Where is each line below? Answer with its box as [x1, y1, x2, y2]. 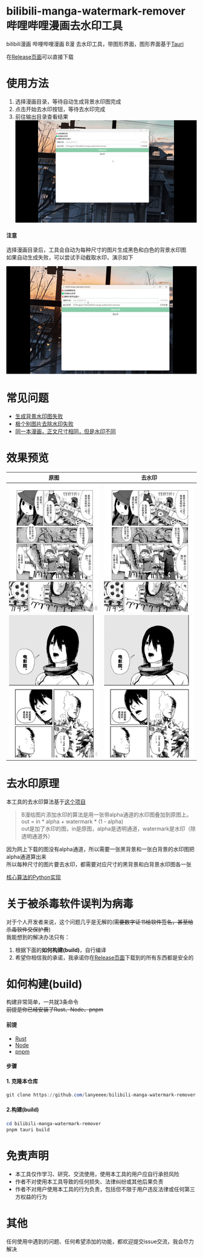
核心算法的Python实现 [6, 873, 62, 881]
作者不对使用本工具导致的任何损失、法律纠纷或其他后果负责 [14, 1178, 164, 1185]
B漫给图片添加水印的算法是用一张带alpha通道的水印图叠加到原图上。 [21, 811, 192, 818]
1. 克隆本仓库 [6, 1077, 38, 1085]
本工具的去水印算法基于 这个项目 [6, 798, 86, 805]
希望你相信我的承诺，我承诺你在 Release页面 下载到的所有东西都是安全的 [14, 954, 194, 961]
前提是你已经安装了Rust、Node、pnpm [6, 1006, 104, 1014]
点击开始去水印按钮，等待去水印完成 [14, 105, 106, 113]
